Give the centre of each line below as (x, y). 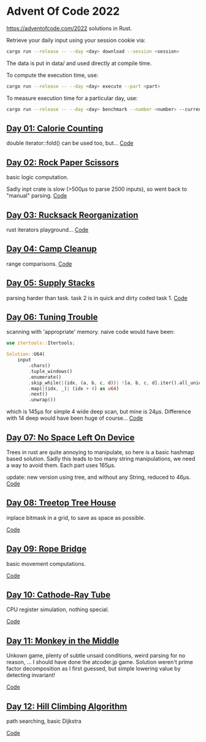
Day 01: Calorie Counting (55, 128)
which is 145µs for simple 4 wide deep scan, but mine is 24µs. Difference (99, 412)
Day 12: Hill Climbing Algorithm (67, 706)
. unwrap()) (42, 400)
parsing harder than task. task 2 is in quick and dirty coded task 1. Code (97, 298)
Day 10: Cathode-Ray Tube (59, 595)
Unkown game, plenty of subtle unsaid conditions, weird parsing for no (96, 655)
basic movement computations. (46, 563)
